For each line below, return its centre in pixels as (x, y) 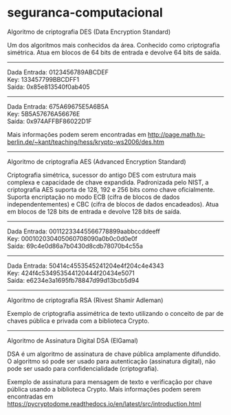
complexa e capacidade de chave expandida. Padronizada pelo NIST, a (108, 182)
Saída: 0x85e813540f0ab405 (49, 87)
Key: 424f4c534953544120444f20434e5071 (71, 273)
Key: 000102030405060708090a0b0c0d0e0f (72, 238)
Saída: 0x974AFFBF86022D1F (49, 121)
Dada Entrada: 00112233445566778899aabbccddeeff (84, 231)
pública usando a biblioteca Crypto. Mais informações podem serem (104, 389)
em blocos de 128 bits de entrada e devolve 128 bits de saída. (94, 211)
